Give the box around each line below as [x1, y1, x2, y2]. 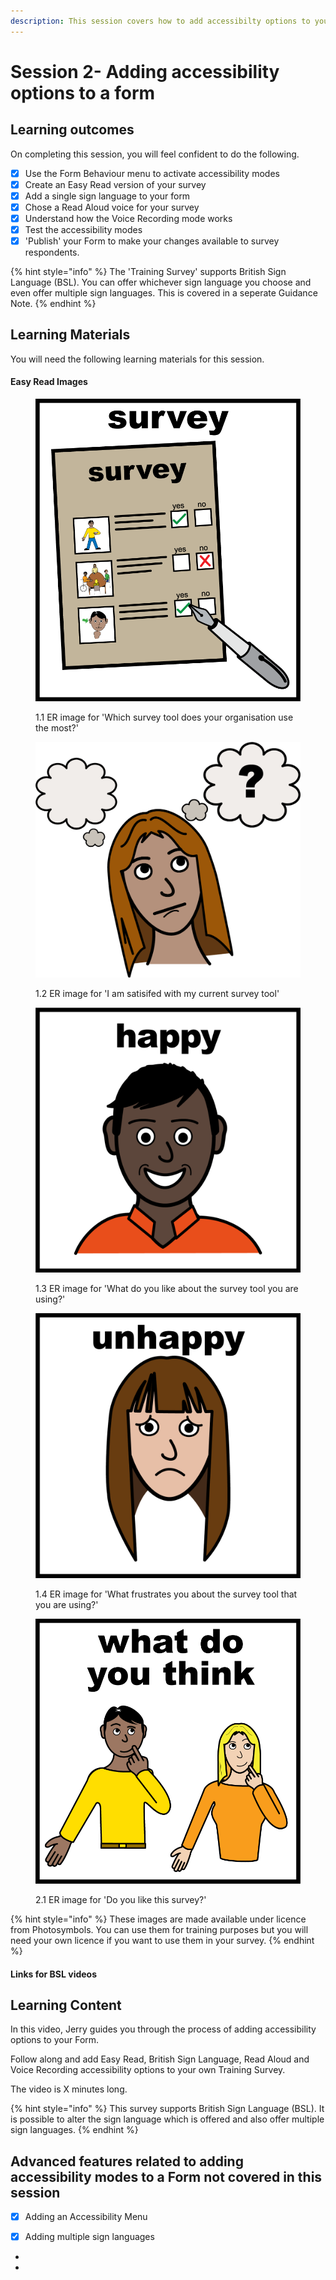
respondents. [24, 246, 80, 259]
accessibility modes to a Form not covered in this [10, 2168, 323, 2185]
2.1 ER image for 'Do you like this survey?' [35, 1893, 207, 1905]
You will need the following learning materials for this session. [10, 353, 265, 365]
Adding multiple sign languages [24, 2231, 155, 2243]
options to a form [10, 81, 156, 104]
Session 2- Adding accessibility [10, 60, 280, 83]
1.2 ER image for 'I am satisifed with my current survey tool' [35, 987, 280, 999]
